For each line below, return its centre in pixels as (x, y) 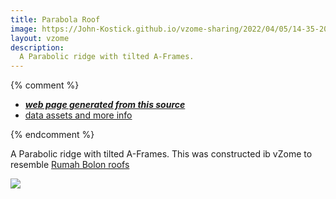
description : (37, 47)
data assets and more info (78, 115)
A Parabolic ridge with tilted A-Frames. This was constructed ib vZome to (161, 154)
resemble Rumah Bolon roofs (70, 165)
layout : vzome (40, 38)
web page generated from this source (105, 105)
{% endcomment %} (52, 135)
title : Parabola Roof (55, 19)
